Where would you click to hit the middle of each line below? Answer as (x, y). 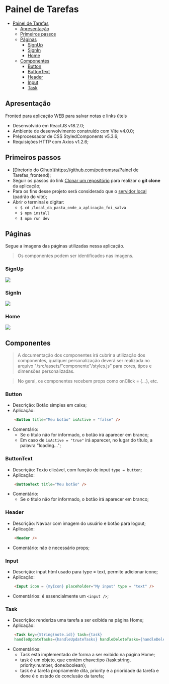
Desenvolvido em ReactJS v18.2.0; (48, 125)
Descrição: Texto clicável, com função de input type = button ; (77, 470)
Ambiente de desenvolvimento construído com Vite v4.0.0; (73, 131)
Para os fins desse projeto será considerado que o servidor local (79, 191)
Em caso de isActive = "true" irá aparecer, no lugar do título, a (86, 440)
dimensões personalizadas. (46, 371)
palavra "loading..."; (40, 446)
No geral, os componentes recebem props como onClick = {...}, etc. (88, 381)
